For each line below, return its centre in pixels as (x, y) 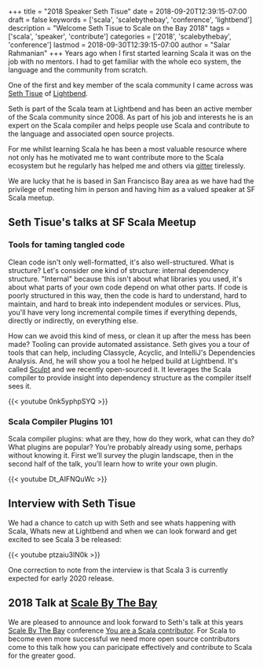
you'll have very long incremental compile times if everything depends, (123, 312)
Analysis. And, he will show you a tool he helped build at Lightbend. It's (123, 360)
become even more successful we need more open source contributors (124, 638)
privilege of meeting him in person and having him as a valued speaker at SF (132, 189)
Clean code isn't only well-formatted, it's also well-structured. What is (121, 262)
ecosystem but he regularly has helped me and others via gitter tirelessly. (127, 166)
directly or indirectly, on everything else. (73, 320)
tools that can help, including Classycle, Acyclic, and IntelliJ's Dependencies (132, 352)
